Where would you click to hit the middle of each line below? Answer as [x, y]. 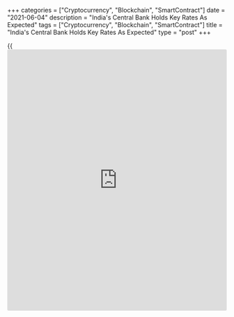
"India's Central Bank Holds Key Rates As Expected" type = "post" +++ [109, 32]
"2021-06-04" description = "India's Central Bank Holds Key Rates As [107, 17]
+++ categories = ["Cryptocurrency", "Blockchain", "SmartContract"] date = [116, 10]
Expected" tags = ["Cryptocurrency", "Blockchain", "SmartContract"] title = [115, 25]
